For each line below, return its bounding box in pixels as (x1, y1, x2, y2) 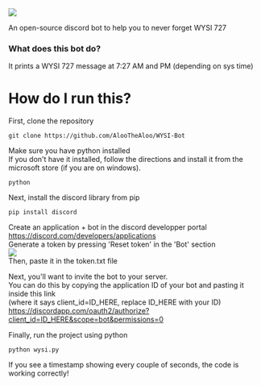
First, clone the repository (8, 116, 94, 126)
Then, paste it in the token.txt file (8, 256, 118, 266)
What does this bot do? (8, 43, 101, 54)
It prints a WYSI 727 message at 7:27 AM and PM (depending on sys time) (8, 61, 254, 71)
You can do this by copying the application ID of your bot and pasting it (8, 280, 244, 290)
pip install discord (8, 209, 78, 217)
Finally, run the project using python (8, 330, 128, 340)
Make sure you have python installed (8, 146, 130, 156)
